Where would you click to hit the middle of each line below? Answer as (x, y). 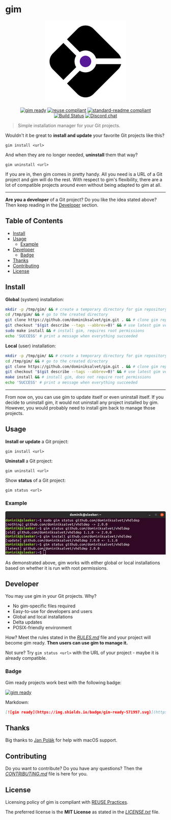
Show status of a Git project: (36, 480)
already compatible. (26, 658)
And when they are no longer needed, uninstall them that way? (72, 155)
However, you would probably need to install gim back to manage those (80, 408)
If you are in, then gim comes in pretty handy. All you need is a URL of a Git (84, 174)
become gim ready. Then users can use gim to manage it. (67, 643)
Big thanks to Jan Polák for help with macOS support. (61, 740)
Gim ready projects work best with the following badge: (63, 682)
